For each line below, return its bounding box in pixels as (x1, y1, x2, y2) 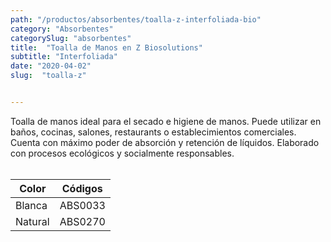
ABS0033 (59, 198, 106, 212)
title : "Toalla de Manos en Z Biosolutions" (10, 42, 203, 53)
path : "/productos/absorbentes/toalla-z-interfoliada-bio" (10, 14, 262, 25)
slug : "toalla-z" (10, 71, 87, 81)
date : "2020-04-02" (10, 61, 92, 71)
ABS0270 (59, 214, 106, 228)
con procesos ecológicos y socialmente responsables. (10, 147, 235, 159)
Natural (15, 214, 50, 228)
